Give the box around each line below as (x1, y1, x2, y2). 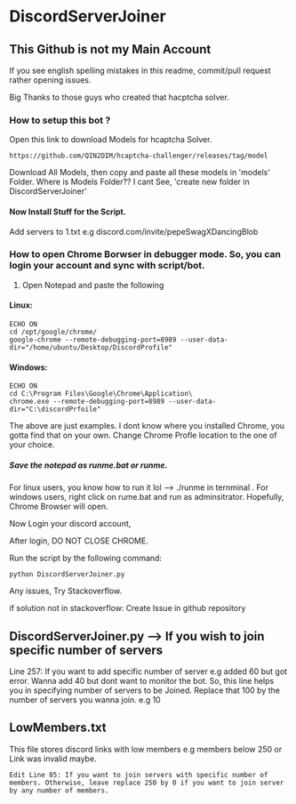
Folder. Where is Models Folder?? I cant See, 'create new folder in (9, 176, 251, 188)
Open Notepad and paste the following (21, 279, 164, 290)
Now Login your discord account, (9, 519, 132, 529)
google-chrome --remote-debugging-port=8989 (9, 335, 177, 344)
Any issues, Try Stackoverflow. (9, 585, 123, 597)
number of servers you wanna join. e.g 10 (9, 694, 162, 704)
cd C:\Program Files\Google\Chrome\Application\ (9, 390, 193, 398)
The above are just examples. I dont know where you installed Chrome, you (9, 421, 285, 431)
